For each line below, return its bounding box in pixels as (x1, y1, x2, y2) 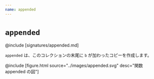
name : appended (5, 7, 36, 12)
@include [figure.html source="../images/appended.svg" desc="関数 (5, 63, 143, 68)
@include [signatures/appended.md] (5, 42, 79, 48)
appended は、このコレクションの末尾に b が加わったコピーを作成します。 (5, 52, 152, 58)
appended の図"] (5, 68, 39, 74)
